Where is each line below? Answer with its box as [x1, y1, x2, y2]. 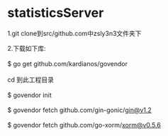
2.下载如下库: [7, 44, 46, 52]
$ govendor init [7, 90, 52, 99]
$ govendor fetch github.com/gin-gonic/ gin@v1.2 [7, 106, 152, 114]
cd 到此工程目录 [7, 75, 55, 84]
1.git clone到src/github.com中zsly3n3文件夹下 [7, 29, 142, 37]
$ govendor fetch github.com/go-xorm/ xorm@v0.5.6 [7, 120, 161, 129]
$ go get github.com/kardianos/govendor [7, 59, 128, 68]
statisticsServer [7, 5, 104, 21]
